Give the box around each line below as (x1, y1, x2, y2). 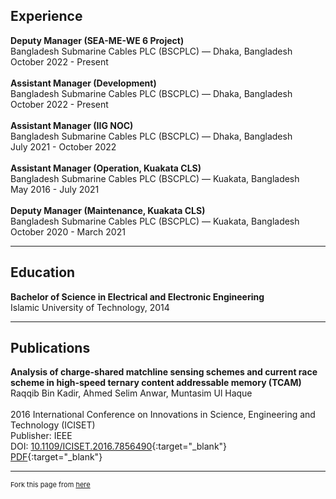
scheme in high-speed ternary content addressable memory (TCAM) (10, 377, 302, 389)
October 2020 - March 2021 (10, 225, 126, 238)
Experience (10, 8, 83, 25)
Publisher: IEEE (10, 430, 73, 442)
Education (10, 264, 76, 281)
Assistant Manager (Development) (10, 77, 157, 89)
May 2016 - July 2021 (10, 183, 100, 195)
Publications (10, 340, 91, 357)
